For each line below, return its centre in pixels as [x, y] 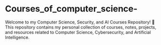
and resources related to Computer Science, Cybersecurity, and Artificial [78, 32]
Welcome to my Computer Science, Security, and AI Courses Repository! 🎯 [80, 22]
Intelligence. [18, 37]
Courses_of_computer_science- [71, 9]
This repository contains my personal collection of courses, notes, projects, [81, 27]
